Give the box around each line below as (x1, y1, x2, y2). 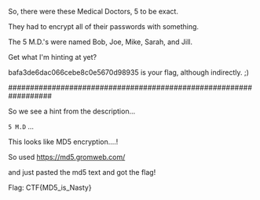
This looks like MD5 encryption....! (8, 137, 119, 146)
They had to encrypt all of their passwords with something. (8, 22, 199, 31)
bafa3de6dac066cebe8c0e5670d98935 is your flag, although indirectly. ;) (8, 68, 250, 77)
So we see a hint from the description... (8, 106, 136, 116)
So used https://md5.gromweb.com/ (8, 153, 126, 161)
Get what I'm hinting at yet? (8, 53, 97, 61)
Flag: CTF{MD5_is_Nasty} (8, 183, 92, 192)
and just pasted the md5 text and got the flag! (8, 168, 156, 176)
